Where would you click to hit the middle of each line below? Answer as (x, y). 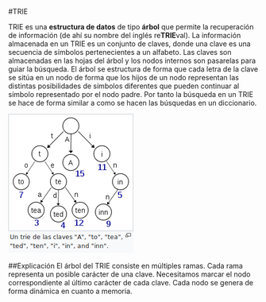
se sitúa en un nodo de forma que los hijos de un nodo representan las (124, 77)
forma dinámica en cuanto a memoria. (70, 291)
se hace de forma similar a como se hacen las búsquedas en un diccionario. (133, 103)
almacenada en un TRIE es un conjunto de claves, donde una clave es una (130, 44)
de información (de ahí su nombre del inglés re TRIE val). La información (125, 35)
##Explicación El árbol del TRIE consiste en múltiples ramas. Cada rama (126, 266)
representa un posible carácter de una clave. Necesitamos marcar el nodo (129, 274)
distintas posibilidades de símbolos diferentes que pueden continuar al (124, 86)
